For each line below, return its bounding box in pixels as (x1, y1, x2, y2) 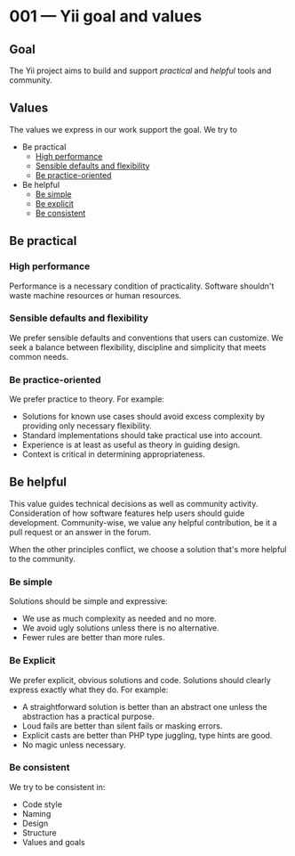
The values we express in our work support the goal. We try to (9, 124, 238, 135)
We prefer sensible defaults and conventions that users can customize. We (9, 332, 283, 343)
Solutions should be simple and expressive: (9, 596, 168, 607)
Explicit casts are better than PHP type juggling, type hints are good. (21, 730, 273, 740)
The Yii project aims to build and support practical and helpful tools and (9, 65, 272, 76)
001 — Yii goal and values (9, 6, 203, 27)
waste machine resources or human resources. (9, 289, 182, 300)
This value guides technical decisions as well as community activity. (9, 498, 259, 509)
